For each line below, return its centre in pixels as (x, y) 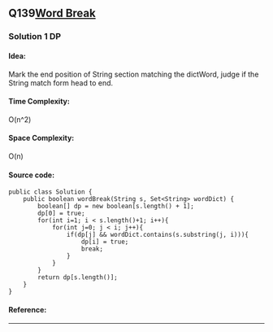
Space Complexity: (41, 138)
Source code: (32, 175)
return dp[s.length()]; (78, 277)
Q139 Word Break (52, 13)
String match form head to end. (61, 83)
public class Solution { (50, 192)
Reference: (28, 309)
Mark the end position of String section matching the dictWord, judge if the (134, 74)
